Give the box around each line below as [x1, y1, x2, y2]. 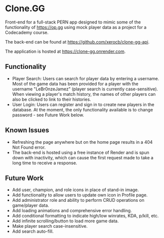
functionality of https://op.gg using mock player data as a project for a [5, 24, 147, 30]
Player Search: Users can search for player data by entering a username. [12, 75, 160, 81]
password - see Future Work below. [12, 112, 84, 118]
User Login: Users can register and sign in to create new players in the [12, 101, 155, 108]
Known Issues [5, 126, 49, 134]
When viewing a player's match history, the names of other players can [12, 91, 156, 97]
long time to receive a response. [12, 160, 77, 166]
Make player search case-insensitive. [12, 223, 88, 229]
